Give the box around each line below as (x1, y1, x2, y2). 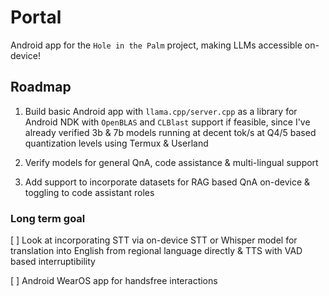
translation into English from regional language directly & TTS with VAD (10, 245, 303, 257)
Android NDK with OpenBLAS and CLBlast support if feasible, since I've (24, 116, 311, 128)
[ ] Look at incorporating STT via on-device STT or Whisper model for (10, 234, 298, 246)
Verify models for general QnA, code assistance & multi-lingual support (24, 156, 319, 168)
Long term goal (10, 211, 86, 225)
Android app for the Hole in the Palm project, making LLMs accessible (10, 39, 303, 51)
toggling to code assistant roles (24, 186, 155, 198)
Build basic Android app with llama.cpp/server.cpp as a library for (24, 105, 298, 117)
